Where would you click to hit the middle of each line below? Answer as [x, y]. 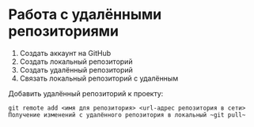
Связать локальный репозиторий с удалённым [99, 78]
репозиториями [63, 31]
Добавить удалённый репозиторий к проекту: [86, 93]
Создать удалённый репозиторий [76, 69]
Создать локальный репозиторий [76, 62]
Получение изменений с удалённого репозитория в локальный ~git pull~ [127, 115]
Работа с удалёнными [85, 15]
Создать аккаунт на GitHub [65, 53]
